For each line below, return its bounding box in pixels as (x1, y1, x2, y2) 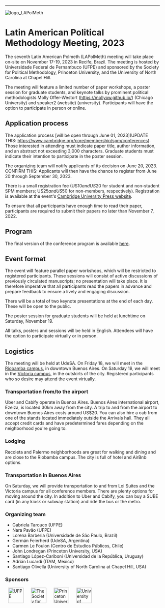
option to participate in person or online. (5, 105, 86, 111)
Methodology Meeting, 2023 (5, 37, 125, 49)
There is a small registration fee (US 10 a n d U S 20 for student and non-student (5, 182, 160, 188)
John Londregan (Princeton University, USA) (12, 548, 103, 554)
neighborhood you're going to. (5, 426, 67, 431)
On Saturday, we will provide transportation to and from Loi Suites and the (5, 483, 155, 489)
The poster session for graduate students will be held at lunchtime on (5, 313, 146, 319)
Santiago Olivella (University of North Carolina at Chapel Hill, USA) (12, 564, 146, 570)
